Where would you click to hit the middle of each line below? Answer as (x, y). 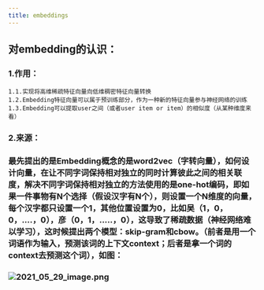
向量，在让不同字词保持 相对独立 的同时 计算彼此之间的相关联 (129, 173)
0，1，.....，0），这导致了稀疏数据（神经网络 (158, 220)
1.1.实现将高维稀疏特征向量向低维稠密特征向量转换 (80, 92)
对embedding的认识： (63, 49)
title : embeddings (38, 15)
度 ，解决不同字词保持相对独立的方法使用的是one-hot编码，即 (125, 185)
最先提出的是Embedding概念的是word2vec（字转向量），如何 (125, 161)
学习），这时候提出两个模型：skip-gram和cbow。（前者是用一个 (136, 232)
